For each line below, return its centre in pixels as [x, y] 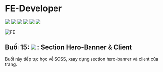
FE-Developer [34, 9]
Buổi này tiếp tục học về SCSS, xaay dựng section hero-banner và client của [82, 59]
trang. [11, 64]
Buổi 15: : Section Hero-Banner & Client [69, 47]
